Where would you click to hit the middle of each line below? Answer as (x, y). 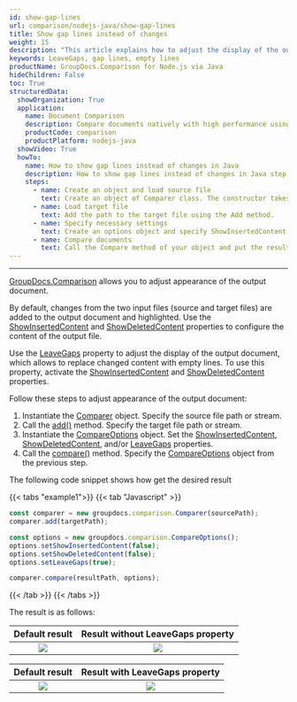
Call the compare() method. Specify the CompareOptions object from (148, 453)
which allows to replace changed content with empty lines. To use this (137, 363)
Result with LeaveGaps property (151, 672)
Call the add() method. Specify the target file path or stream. (132, 425)
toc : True (27, 83)
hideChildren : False (47, 75)
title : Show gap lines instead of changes (88, 34)
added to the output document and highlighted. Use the (110, 317)
